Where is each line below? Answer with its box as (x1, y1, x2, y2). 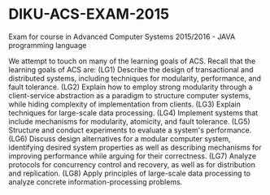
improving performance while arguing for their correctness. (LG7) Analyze (8, 151, 257, 161)
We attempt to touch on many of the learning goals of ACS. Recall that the (8, 56, 256, 66)
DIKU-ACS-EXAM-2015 (8, 5, 169, 24)
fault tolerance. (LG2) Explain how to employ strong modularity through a (8, 82, 253, 92)
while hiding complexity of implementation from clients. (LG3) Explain (8, 99, 242, 109)
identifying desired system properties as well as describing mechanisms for (8, 142, 262, 152)
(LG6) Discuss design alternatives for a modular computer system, (8, 133, 231, 143)
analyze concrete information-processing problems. (8, 176, 183, 187)
